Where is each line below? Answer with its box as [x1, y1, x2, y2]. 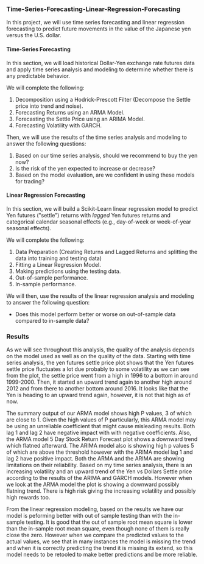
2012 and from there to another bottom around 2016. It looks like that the [6, 385, 189, 392]
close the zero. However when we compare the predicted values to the [6, 532, 185, 538]
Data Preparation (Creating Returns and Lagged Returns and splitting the [15, 248, 198, 255]
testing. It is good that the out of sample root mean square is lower [26, 518, 193, 526]
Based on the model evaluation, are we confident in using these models [15, 171, 195, 178]
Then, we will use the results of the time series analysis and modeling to [6, 133, 188, 141]
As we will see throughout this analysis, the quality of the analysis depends [6, 346, 195, 353]
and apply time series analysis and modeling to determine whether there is [6, 66, 194, 73]
